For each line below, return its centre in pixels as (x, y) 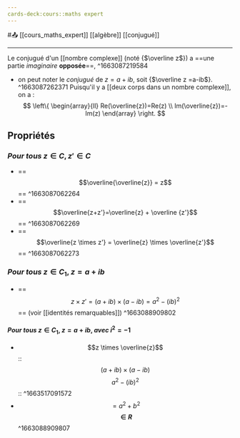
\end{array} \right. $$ (134, 113)
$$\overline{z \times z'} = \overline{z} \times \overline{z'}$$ (125, 243)
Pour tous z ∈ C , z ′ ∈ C (49, 156)
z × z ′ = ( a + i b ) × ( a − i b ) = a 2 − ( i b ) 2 (125, 300)
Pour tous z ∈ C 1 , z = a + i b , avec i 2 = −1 (69, 330)
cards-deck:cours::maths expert (55, 14)
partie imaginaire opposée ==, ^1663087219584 (78, 66)
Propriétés (31, 136)
